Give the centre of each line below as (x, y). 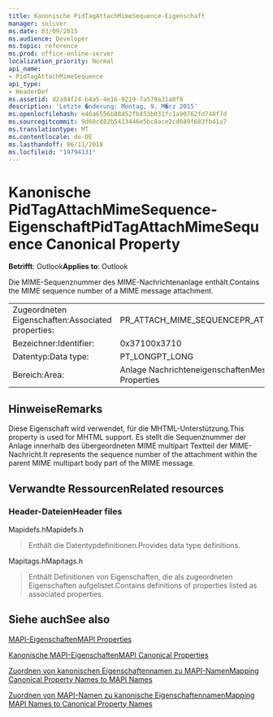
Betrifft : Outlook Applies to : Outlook (68, 267)
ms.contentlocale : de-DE (50, 137)
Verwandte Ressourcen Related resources (116, 489)
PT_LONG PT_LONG (156, 357)
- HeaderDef (28, 91)
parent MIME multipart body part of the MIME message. (102, 463)
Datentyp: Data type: (51, 357)
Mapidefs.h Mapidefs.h (46, 529)
